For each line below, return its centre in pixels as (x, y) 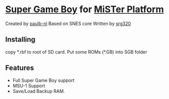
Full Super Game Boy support (44, 80)
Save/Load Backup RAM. (39, 91)
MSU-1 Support (29, 86)
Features (20, 68)
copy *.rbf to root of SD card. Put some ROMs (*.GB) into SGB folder (76, 52)
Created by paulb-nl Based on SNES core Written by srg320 (68, 23)
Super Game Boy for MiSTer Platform (84, 9)
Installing (20, 40)
